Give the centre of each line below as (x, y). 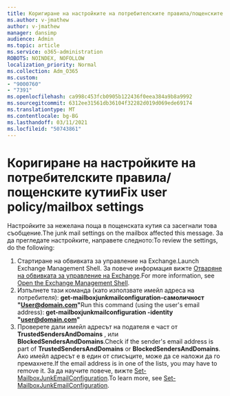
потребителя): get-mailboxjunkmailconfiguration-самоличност (111, 298)
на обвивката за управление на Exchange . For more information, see (116, 275)
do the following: (31, 248)
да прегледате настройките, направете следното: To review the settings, (113, 240)
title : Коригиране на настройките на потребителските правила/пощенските (115, 13)
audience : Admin (30, 39)
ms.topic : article (33, 45)
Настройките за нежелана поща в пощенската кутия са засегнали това (112, 226)
